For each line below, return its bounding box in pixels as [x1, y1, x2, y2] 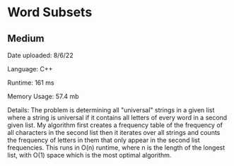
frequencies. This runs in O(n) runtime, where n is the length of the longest [7, 143, 226, 152]
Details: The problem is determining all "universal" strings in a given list [7, 106, 215, 114]
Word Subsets [7, 4, 93, 20]
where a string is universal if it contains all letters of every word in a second [7, 114, 228, 121]
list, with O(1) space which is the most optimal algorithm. [7, 151, 172, 159]
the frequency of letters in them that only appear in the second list [7, 136, 200, 144]
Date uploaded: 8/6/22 [7, 51, 74, 59]
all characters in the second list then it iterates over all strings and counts [7, 129, 221, 136]
